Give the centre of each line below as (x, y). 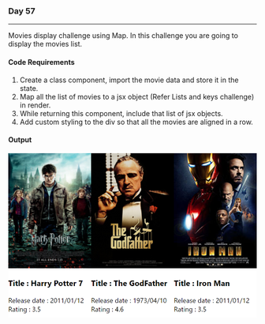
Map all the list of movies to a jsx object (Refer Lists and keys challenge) (137, 96)
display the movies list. (45, 44)
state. (29, 88)
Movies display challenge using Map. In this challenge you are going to (123, 36)
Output (20, 140)
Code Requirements (41, 62)
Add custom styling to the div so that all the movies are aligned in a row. (136, 122)
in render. (35, 105)
